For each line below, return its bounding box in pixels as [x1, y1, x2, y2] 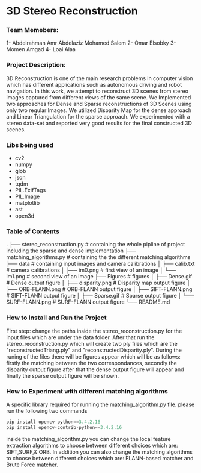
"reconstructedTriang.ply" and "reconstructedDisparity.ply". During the [6, 346, 182, 354]
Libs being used [6, 140, 54, 149]
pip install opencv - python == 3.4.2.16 [6, 419, 101, 425]
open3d [14, 212, 35, 219]
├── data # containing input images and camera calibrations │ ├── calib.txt [6, 260, 195, 268]
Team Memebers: [6, 26, 59, 34]
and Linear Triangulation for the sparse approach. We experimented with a [6, 113, 190, 120]
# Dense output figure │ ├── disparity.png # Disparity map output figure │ [6, 279, 191, 287]
